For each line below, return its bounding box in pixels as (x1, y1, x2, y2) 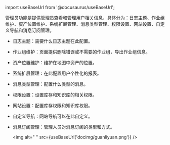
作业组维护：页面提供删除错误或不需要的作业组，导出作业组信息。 (12, 49, 150, 55)
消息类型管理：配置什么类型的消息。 (12, 81, 89, 87)
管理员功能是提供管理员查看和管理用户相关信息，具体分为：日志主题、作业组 (5, 15, 165, 21)
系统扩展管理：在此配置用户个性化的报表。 (12, 70, 102, 76)
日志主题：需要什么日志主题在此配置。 (12, 38, 93, 44)
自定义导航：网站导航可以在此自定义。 (12, 113, 93, 119)
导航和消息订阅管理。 (9, 27, 54, 33)
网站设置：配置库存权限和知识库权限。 (12, 103, 93, 108)
